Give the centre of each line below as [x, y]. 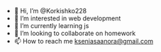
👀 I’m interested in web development [67, 18]
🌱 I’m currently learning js [51, 26]
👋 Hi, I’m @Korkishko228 [50, 11]
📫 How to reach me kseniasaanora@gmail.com [84, 41]
